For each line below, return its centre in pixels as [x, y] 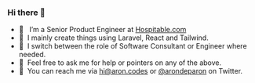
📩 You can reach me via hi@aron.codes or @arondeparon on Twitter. [131, 71]
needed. [32, 55]
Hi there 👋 [27, 13]
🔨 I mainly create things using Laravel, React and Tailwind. [113, 38]
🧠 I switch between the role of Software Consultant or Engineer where [133, 46]
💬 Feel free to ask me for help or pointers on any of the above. [120, 63]
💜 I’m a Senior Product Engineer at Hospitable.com [102, 30]
